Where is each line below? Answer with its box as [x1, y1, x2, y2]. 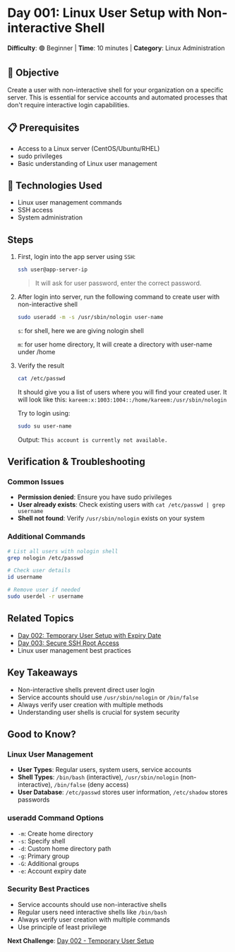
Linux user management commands [17, 198, 122, 207]
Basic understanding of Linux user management [17, 159, 157, 167]
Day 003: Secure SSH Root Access [17, 639, 120, 647]
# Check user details [7, 567, 71, 574]
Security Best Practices [7, 884, 90, 894]
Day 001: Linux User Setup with [7, 5, 195, 21]
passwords [17, 795, 50, 804]
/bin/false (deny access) [54, 781, 129, 789]
